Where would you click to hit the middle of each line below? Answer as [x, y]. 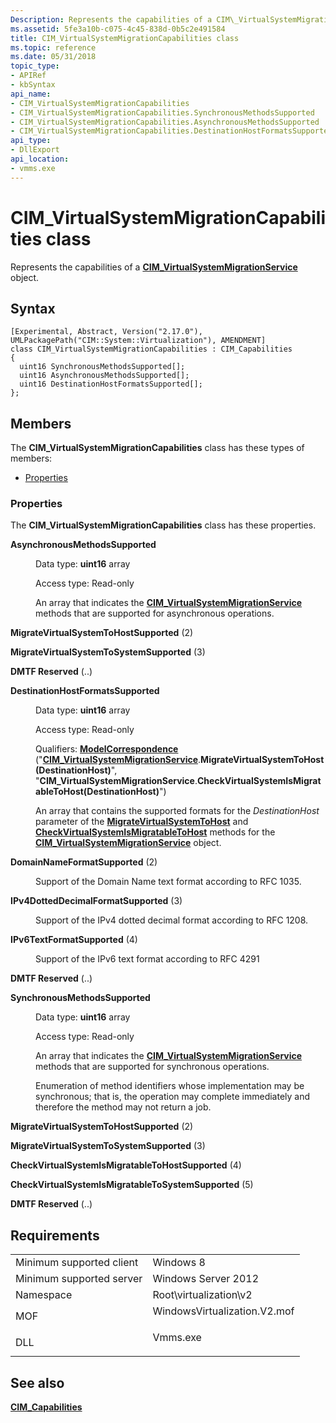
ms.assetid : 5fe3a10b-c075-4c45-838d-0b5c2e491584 [118, 29]
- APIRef [28, 76]
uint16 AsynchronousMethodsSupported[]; [104, 376]
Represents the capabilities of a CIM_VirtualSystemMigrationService [154, 267]
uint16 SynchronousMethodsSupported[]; [102, 367]
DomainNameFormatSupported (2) [84, 862]
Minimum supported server [79, 1279]
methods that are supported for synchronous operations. [152, 1067]
